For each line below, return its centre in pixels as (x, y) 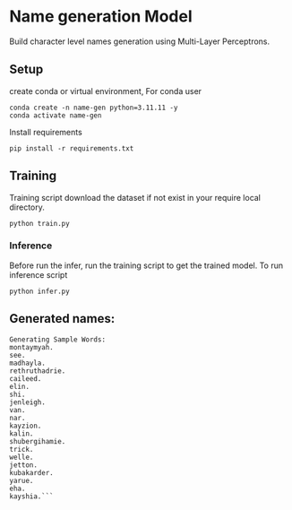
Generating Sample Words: (57, 339)
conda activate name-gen (56, 115)
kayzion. (26, 426)
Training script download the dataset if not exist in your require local (135, 197)
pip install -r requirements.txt (72, 148)
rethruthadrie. (38, 371)
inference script (39, 274)
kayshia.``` (31, 496)
